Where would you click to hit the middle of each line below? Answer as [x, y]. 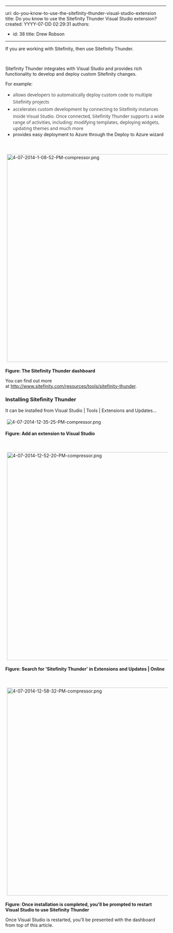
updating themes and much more [48, 128]
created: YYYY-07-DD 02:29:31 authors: [47, 24]
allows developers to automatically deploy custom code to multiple [82, 95]
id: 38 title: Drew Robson [39, 34]
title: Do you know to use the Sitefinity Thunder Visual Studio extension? [81, 19]
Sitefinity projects [31, 102]
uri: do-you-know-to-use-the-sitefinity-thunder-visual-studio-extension [81, 13]
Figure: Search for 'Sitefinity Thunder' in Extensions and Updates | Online [85, 669]
